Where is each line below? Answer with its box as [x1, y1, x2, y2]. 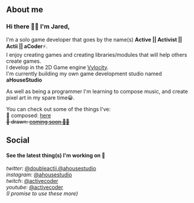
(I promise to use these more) [6, 190, 78, 197]
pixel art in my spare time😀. [6, 94, 75, 101]
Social [6, 136, 30, 146]
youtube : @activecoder [6, 183, 63, 191]
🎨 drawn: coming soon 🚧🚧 [6, 118, 70, 125]
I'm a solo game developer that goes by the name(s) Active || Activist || [6, 36, 183, 43]
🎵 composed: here [6, 112, 52, 119]
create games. [6, 57, 42, 65]
